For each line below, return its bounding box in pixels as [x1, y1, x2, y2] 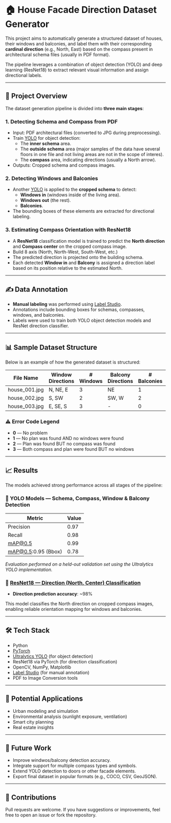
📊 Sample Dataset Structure [5, 343, 98, 352]
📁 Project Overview [5, 92, 68, 100]
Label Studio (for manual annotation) [12, 669, 90, 676]
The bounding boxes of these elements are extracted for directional [12, 208, 155, 214]
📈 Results [5, 466, 38, 475]
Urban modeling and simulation [12, 708, 79, 714]
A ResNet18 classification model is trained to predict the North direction [12, 238, 165, 244]
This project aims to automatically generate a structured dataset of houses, [5, 35, 163, 41]
